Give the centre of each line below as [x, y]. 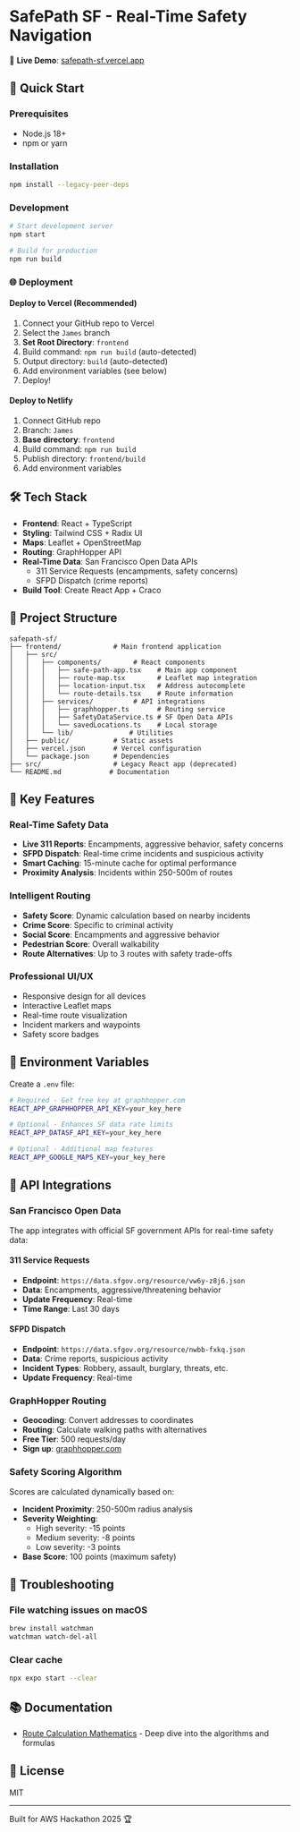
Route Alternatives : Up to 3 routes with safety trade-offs [127, 953]
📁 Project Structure [63, 618]
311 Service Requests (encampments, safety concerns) [137, 571]
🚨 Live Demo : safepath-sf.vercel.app [77, 60]
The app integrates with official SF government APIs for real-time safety [142, 1230]
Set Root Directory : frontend [75, 342]
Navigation [50, 35]
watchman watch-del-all [54, 1637]
